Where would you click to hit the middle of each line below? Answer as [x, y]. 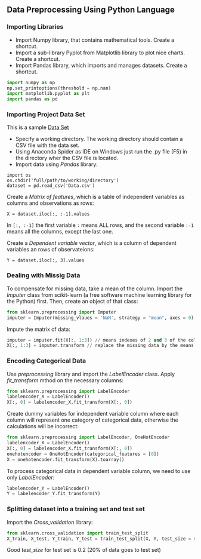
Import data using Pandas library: [56, 164]
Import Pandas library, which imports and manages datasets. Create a [101, 65]
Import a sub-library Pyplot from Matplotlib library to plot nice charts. [100, 53]
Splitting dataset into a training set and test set [76, 509]
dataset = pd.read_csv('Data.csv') [51, 186]
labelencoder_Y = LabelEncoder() [48, 488]
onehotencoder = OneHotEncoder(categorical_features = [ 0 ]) [83, 454]
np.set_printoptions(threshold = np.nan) [59, 88]
